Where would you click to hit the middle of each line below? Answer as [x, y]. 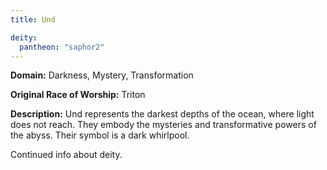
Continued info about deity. [66, 155]
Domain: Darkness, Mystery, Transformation [102, 75]
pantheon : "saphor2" [62, 47]
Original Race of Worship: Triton [78, 95]
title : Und [33, 19]
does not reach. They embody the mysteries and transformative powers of [163, 125]
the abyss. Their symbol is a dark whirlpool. [100, 135]
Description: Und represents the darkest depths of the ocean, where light [162, 114]
